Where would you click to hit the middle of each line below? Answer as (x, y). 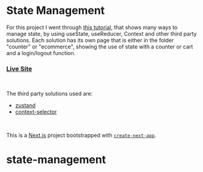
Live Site (19, 68)
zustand (25, 105)
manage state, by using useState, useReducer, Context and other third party (101, 33)
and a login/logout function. (41, 53)
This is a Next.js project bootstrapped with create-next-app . (81, 135)
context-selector (36, 112)
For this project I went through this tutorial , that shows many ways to (92, 27)
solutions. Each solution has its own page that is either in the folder (90, 40)
